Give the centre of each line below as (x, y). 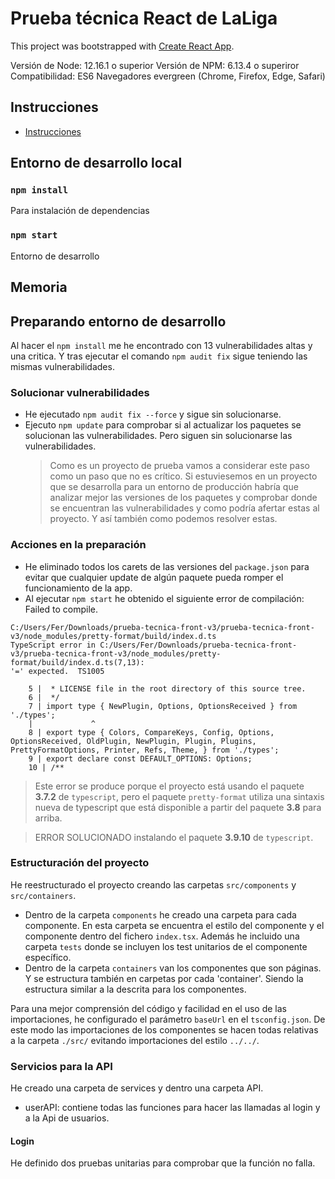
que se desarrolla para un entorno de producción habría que (174, 487)
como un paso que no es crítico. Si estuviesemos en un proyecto (183, 476)
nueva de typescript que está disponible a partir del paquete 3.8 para (178, 807)
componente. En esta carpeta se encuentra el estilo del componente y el (174, 925)
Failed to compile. (61, 609)
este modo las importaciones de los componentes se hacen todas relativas (164, 1029)
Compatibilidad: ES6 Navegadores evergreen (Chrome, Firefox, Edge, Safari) (168, 76)
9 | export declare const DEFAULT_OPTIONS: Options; (140, 758)
